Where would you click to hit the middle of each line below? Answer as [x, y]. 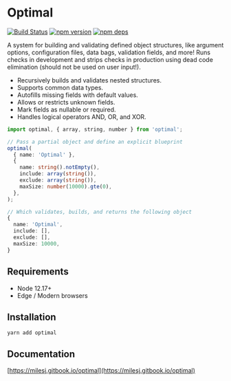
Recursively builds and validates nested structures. [89, 80]
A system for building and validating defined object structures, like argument [115, 45]
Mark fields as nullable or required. [66, 109]
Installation [32, 317]
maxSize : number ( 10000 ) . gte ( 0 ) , [66, 186]
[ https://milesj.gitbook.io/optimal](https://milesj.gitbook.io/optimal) [101, 371]
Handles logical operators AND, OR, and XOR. [81, 117]
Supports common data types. [60, 87]
